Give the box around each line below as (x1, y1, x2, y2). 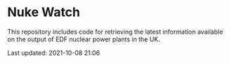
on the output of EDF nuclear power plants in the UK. (7, 34, 160, 43)
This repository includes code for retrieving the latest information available (7, 27, 224, 36)
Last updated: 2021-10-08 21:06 (7, 49, 101, 57)
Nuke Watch (7, 4, 81, 20)
